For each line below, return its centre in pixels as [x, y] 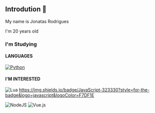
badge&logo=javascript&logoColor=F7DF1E [50, 95]
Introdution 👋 [26, 9]
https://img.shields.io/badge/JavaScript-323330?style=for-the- [84, 90]
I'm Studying [21, 44]
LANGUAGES [19, 56]
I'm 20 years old [22, 31]
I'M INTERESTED [23, 79]
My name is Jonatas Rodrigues [37, 21]
